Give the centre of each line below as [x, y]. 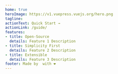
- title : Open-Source [27, 37]
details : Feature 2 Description [43, 50]
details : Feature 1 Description [43, 41]
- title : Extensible [26, 55]
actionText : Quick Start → [33, 23]
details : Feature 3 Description [43, 59]
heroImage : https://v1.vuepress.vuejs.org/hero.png [59, 14]
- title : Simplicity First [33, 46]
